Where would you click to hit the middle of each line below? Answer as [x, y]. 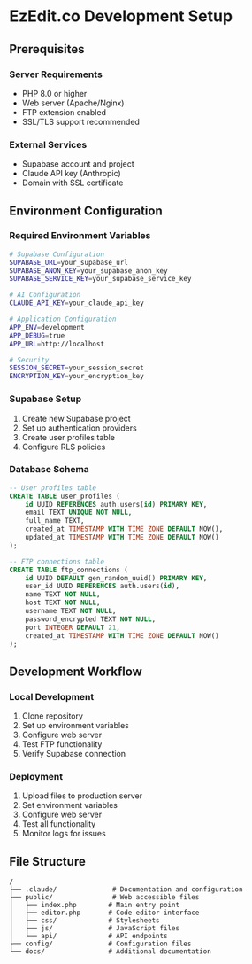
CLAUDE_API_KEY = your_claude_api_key [76, 303]
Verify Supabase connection [74, 754]
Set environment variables [69, 805]
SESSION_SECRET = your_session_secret [76, 368]
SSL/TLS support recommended [80, 121]
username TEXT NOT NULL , [71, 611]
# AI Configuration [45, 295]
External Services [48, 144]
